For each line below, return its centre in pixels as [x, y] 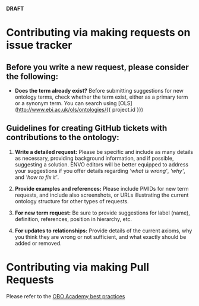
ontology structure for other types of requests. [72, 201]
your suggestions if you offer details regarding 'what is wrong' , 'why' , [100, 171]
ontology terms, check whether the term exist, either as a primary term [101, 97]
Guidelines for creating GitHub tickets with [87, 128]
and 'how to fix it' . [37, 177]
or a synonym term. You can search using [66, 103]
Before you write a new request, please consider [97, 67]
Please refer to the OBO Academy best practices [66, 296]
